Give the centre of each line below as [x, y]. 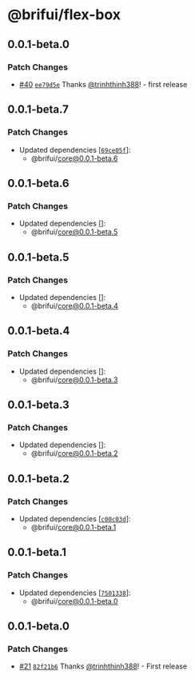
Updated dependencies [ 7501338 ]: [75, 593]
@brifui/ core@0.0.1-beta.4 [75, 306]
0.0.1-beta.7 [38, 110]
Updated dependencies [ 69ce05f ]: [75, 150]
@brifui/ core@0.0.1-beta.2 [74, 453]
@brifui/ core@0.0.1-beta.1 [74, 527]
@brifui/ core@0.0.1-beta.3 [74, 379]
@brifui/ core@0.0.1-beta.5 [74, 232]
